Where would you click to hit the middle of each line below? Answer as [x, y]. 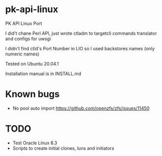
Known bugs [33, 94]
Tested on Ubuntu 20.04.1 [32, 64]
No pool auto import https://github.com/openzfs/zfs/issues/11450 [81, 108]
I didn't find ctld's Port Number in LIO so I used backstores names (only [80, 48]
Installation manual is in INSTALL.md [43, 73]
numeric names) [22, 54]
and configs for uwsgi [28, 39]
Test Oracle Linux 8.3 [35, 143]
